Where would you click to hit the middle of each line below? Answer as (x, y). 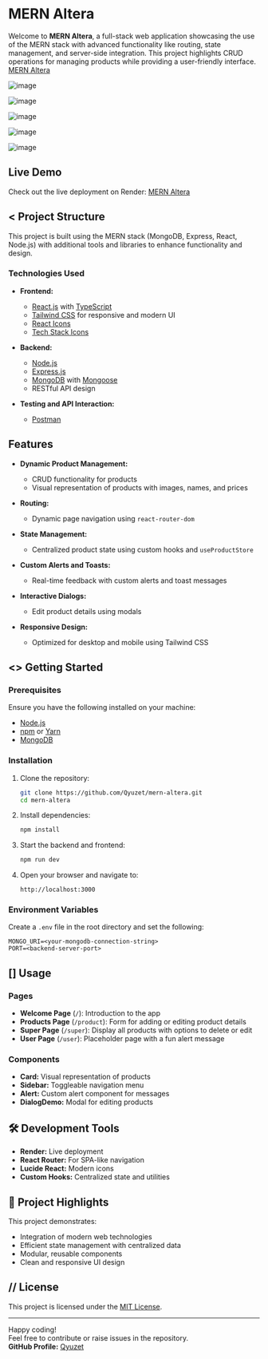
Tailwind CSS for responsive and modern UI (103, 315)
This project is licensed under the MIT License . (85, 1306)
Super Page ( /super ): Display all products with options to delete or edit (136, 1030)
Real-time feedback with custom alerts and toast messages (129, 580)
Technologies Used (47, 274)
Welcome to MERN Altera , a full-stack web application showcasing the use (132, 36)
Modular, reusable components (71, 1254)
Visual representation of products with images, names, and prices (140, 487)
